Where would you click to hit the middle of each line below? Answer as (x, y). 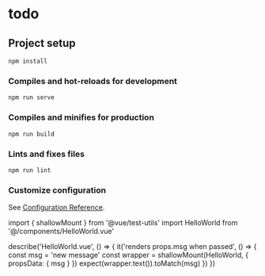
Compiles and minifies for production (81, 117)
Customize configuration (57, 190)
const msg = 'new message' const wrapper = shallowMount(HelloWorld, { (129, 255)
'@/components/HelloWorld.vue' (61, 232)
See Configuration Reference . (57, 208)
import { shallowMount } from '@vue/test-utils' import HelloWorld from (123, 223)
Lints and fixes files (47, 154)
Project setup (42, 43)
